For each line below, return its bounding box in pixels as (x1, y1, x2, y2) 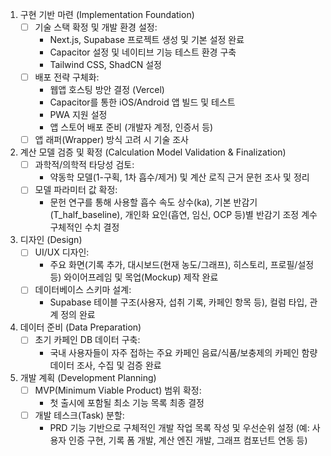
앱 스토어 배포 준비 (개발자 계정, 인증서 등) (49, 121, 214, 133)
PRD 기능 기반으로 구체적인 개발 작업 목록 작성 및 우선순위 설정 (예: (49, 421, 310, 433)
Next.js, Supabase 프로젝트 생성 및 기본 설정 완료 (49, 34, 245, 46)
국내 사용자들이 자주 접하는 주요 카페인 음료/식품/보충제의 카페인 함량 (49, 346, 318, 358)
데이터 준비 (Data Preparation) (19, 321, 142, 333)
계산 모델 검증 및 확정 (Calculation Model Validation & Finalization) (19, 146, 287, 158)
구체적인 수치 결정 (49, 221, 120, 233)
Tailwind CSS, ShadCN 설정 (49, 59, 163, 71)
